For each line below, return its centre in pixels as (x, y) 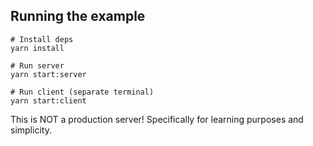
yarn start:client (48, 100)
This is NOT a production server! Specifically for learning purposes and (157, 119)
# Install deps (42, 39)
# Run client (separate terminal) (82, 92)
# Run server (37, 65)
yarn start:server (48, 74)
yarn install (37, 48)
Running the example (78, 16)
